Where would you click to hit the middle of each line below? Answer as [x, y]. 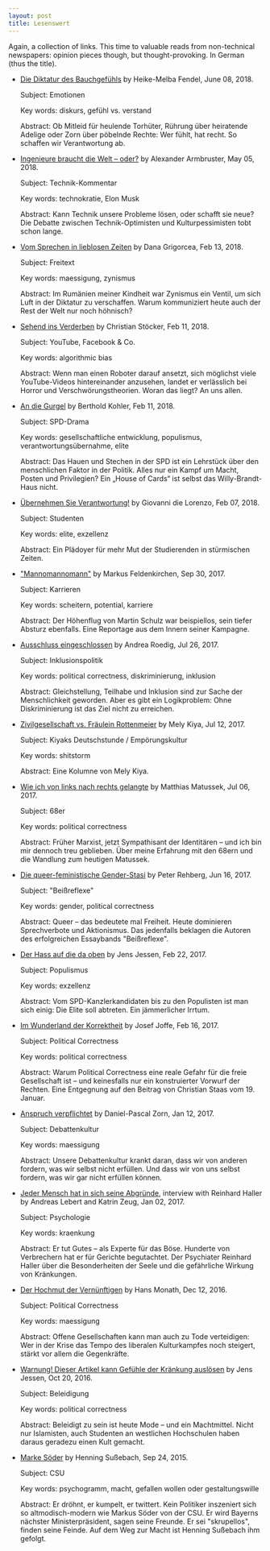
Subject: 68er [43, 811]
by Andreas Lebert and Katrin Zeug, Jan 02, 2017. [102, 1201]
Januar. [33, 1097]
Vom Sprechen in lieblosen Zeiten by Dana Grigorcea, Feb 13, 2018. [131, 247]
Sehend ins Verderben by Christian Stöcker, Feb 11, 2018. [114, 326]
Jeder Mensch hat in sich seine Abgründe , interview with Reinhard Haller [141, 1192]
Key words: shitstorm [55, 755]
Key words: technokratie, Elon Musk [79, 198]
